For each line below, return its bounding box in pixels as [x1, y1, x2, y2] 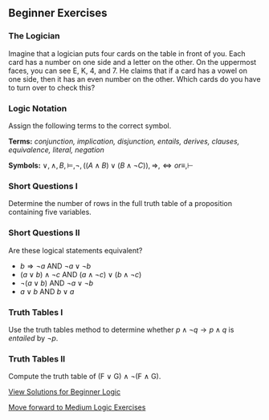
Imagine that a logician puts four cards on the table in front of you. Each [8, 48, 247, 59]
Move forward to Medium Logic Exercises [8, 402, 146, 412]
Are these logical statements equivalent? [8, 245, 143, 255]
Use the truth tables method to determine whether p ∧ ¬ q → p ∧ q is [8, 325, 234, 334]
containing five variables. [8, 208, 92, 217]
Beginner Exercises [8, 6, 108, 20]
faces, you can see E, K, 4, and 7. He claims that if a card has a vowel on [8, 66, 247, 75]
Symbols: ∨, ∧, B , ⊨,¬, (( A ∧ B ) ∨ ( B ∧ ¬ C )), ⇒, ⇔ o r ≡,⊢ [8, 160, 194, 170]
